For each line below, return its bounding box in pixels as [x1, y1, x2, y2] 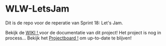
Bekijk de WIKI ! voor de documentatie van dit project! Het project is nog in [5, 29, 161, 35]
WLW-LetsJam [5, 3, 70, 15]
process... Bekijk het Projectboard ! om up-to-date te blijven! [5, 35, 132, 41]
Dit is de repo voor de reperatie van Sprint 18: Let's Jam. [5, 20, 123, 26]
